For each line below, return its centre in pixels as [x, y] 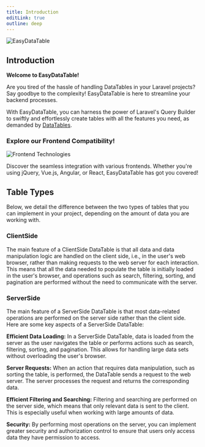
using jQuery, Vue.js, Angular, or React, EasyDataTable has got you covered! [102, 173]
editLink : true [26, 18]
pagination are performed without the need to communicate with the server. [102, 282]
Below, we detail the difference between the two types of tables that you [98, 207]
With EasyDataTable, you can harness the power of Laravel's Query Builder [101, 112]
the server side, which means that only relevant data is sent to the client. [98, 406]
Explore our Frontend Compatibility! [61, 141]
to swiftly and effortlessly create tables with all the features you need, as [98, 119]
